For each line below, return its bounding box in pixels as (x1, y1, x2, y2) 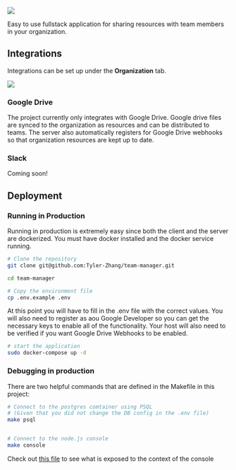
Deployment (7, 190, 63, 202)
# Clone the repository (7, 256, 77, 263)
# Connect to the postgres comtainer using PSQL (7, 403, 153, 410)
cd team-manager (7, 275, 55, 282)
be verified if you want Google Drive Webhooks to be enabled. (7, 329, 188, 338)
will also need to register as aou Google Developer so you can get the (7, 314, 209, 323)
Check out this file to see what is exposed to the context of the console (7, 454, 214, 463)
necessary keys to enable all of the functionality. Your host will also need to (7, 321, 226, 330)
